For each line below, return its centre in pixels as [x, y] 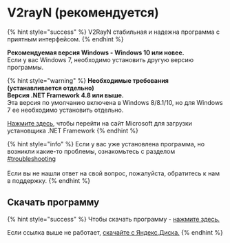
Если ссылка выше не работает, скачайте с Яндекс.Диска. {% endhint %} [115, 232]
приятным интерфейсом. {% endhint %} [65, 39]
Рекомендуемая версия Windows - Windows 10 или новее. [96, 52]
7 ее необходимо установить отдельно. [65, 110]
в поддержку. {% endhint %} [49, 180]
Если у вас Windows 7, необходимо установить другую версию [101, 59]
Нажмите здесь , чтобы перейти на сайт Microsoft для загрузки [100, 123]
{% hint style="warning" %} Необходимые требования [88, 80]
